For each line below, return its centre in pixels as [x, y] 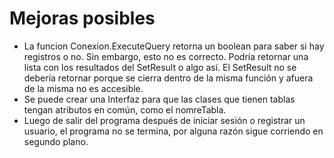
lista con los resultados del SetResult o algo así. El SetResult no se [160, 67]
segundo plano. [56, 141]
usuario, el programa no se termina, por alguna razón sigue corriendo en [173, 131]
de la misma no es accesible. [83, 88]
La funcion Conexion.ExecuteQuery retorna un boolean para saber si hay [174, 46]
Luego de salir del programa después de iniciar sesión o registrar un [164, 120]
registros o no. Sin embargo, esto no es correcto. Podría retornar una [166, 56]
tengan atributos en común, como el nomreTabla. [125, 109]
